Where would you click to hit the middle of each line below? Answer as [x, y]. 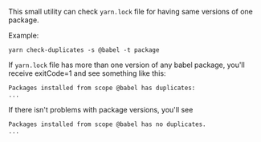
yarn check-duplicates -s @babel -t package [84, 50]
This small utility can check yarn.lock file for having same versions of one [130, 12]
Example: [24, 35]
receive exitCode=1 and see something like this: [87, 73]
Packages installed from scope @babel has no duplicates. [107, 124]
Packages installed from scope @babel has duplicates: [102, 88]
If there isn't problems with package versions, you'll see [101, 110]
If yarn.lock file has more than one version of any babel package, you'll [126, 65]
